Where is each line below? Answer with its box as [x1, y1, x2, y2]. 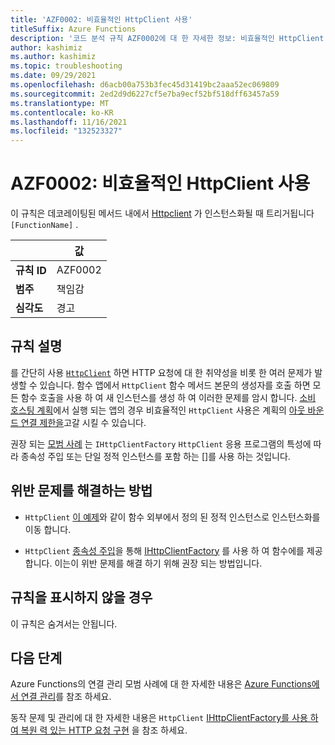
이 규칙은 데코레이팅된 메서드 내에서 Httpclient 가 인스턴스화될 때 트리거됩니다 [10, 207, 315, 220]
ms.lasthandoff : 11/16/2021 [10, 117, 128, 127]
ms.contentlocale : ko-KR [10, 107, 114, 118]
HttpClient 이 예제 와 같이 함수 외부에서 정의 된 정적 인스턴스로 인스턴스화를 [24, 511, 321, 523]
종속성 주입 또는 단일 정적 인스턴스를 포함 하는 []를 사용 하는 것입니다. [20, 450, 291, 462]
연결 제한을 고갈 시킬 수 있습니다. [20, 416, 147, 428]
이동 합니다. [24, 523, 72, 535]
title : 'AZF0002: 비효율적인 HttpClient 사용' [10, 14, 193, 25]
